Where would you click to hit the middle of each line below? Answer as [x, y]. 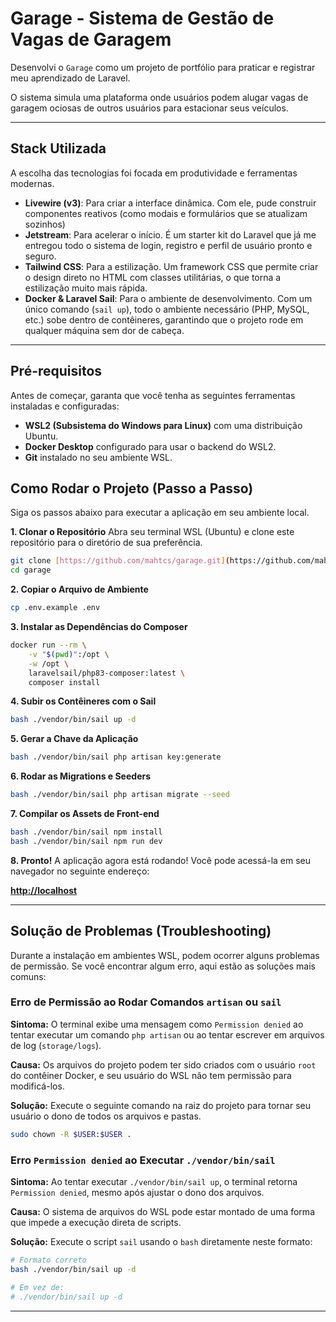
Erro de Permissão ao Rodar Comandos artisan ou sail [146, 1002]
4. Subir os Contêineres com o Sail [83, 701]
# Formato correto [48, 1260]
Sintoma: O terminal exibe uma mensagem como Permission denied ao [157, 1024]
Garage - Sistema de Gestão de [142, 18]
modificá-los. [37, 1086]
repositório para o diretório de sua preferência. [106, 543]
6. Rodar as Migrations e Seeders [81, 776]
